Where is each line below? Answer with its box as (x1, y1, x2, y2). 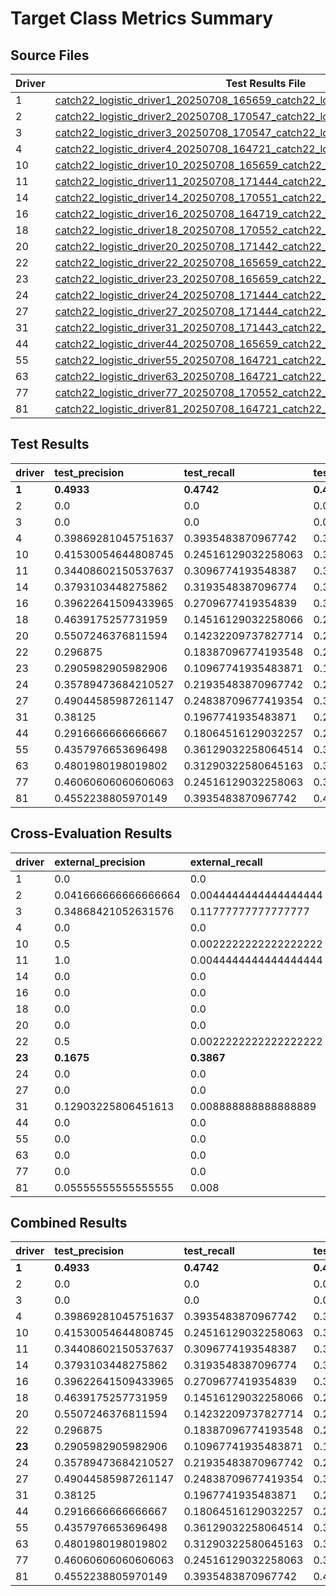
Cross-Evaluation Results (10, 825, 173, 842)
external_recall (189, 855, 263, 869)
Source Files (10, 47, 90, 64)
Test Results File (225, 77, 307, 90)
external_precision (54, 855, 146, 869)
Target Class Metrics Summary (10, 7, 274, 30)
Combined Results (10, 1215, 128, 1232)
